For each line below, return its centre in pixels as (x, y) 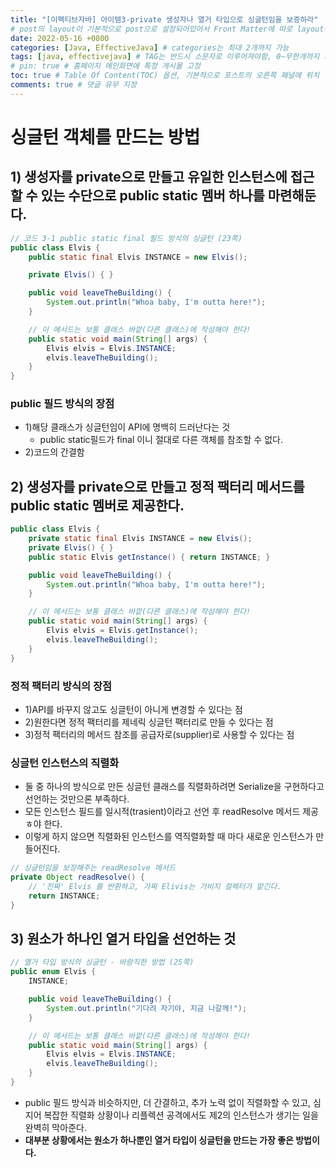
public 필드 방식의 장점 (62, 404)
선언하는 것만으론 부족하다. (77, 799)
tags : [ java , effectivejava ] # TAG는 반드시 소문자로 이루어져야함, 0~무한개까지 (165, 57)
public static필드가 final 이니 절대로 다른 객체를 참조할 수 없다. (161, 440)
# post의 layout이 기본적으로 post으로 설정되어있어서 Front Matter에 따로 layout (167, 29)
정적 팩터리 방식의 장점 (61, 686)
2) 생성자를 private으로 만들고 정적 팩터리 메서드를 (157, 486)
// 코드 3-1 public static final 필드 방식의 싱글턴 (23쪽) (126, 238)
